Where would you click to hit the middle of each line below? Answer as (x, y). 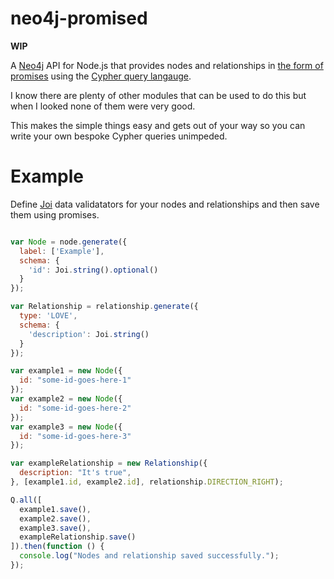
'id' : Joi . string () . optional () (93, 270)
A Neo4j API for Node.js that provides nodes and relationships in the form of (167, 65)
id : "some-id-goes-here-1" (75, 380)
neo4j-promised (79, 18)
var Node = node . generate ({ (69, 242)
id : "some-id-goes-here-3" (75, 436)
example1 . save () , (55, 509)
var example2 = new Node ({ (66, 399)
